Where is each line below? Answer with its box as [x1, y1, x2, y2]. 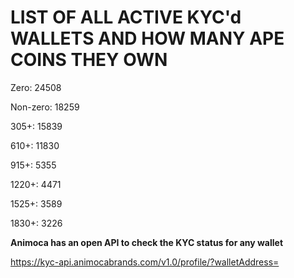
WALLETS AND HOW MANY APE [10, 27, 285, 50]
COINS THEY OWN [10, 49, 168, 71]
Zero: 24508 [10, 81, 62, 93]
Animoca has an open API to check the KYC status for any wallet [10, 236, 284, 248]
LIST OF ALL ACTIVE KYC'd [10, 6, 242, 29]
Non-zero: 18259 [10, 101, 80, 113]
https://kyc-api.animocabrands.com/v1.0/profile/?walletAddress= [10, 256, 280, 268]
